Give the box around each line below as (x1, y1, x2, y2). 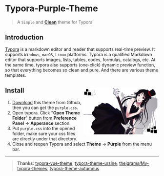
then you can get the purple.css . (12, 105, 79, 110)
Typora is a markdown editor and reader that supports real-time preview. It (5, 46, 155, 52)
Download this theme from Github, (12, 99, 82, 105)
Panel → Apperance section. (12, 120, 71, 126)
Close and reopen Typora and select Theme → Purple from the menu (12, 141, 152, 147)
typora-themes (17, 165, 47, 171)
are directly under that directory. (12, 135, 78, 142)
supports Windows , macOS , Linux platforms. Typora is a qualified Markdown (5, 51, 152, 57)
